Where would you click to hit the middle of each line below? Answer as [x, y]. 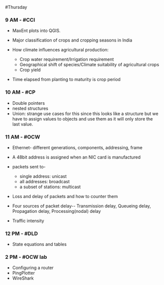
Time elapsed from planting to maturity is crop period [66, 80]
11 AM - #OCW [23, 137]
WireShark [23, 278]
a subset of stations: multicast [50, 187]
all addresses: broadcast [45, 181]
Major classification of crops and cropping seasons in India [72, 40]
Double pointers [29, 103]
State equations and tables [39, 244]
